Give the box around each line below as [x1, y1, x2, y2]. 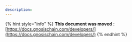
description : [5, 7, 32, 12]
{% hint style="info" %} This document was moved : [5, 21, 115, 27]
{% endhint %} [96, 31, 127, 37]
